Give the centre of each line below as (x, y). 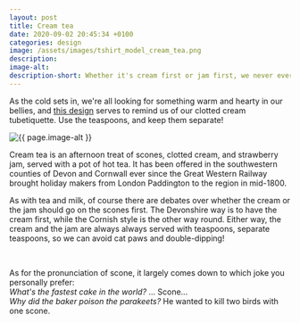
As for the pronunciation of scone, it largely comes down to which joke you (147, 272)
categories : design (46, 42)
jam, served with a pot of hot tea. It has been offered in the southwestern (144, 164)
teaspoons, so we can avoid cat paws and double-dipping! (117, 238)
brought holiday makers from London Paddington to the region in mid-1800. (148, 183)
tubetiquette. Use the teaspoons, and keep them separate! (117, 120)
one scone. (30, 311)
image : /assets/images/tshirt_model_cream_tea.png (105, 51)
